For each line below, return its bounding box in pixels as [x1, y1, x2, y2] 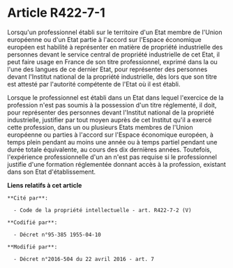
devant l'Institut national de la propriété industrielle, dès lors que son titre [7, 72, 218, 81]
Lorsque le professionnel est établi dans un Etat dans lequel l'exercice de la [7, 93, 225, 102]
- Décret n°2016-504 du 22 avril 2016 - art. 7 [13, 255, 155, 262]
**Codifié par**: [7, 218, 58, 226]
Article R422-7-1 [7, 5, 106, 21]
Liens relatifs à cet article [7, 181, 82, 189]
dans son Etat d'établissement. [7, 167, 96, 176]
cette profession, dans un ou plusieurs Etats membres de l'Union [7, 123, 193, 131]
